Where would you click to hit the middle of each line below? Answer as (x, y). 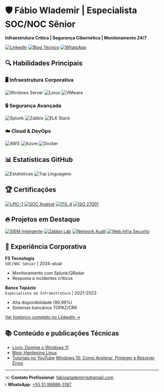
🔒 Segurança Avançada (33, 105)
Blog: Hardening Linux (34, 353)
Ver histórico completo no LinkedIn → (43, 317)
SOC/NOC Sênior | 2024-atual (33, 264)
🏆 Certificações (31, 190)
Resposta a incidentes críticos (42, 278)
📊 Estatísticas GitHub (39, 159)
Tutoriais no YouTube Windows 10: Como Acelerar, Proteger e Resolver (83, 358)
